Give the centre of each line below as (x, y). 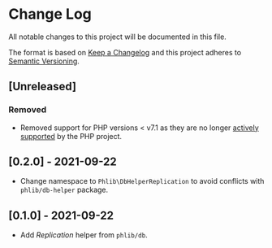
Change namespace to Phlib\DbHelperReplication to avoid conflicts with (142, 181)
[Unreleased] (43, 87)
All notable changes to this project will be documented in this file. (118, 37)
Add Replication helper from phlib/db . (84, 235)
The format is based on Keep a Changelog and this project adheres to (125, 52)
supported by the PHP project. (71, 136)
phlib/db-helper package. (64, 190)
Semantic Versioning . (44, 61)
